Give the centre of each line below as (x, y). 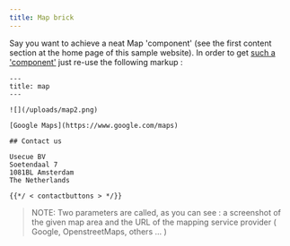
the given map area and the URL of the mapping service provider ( (154, 222)
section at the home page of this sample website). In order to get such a (142, 52)
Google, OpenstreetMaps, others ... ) (99, 231)
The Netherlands (40, 180)
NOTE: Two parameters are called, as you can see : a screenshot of (156, 212)
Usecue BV (28, 157)
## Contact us (36, 141)
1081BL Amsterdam (42, 172)
